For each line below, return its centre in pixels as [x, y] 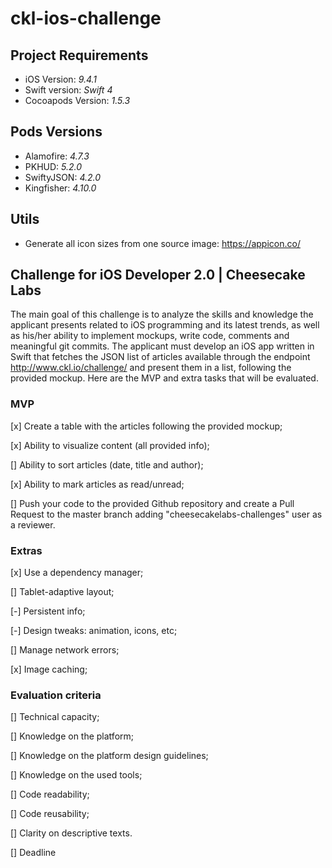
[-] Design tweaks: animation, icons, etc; [94, 631]
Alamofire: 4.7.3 [57, 156]
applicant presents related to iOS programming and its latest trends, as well [165, 325]
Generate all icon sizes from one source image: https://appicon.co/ [162, 243]
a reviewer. [33, 524]
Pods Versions [56, 132]
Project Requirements [79, 55]
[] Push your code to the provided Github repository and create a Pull [152, 503]
